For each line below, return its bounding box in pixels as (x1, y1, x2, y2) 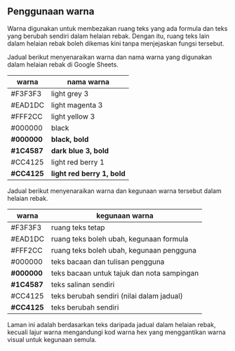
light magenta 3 (51, 100, 103, 110)
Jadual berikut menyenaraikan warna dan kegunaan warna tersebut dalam (7, 186, 222, 195)
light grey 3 (51, 88, 89, 98)
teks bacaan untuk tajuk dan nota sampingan (51, 268, 199, 278)
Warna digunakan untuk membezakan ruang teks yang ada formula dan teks (7, 24, 228, 32)
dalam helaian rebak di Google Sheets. (7, 60, 119, 69)
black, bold (51, 134, 89, 144)
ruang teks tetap (51, 223, 105, 232)
